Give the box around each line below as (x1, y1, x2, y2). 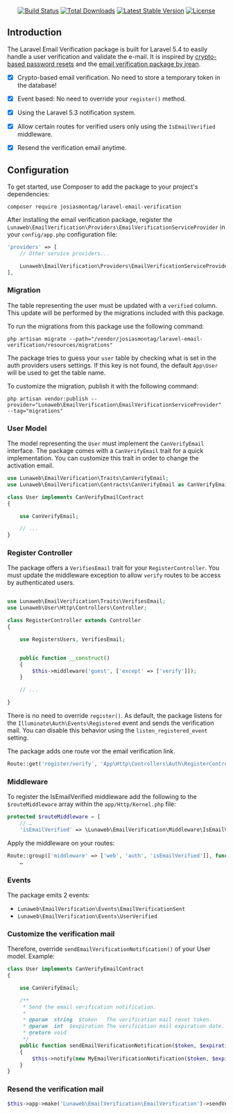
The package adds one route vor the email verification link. (7, 747, 175, 755)
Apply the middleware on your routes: (7, 839, 115, 847)
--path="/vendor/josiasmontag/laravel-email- (69, 335, 203, 343)
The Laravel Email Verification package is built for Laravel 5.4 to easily (7, 45, 208, 53)
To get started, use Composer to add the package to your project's (7, 182, 198, 191)
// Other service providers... (19, 250, 110, 257)
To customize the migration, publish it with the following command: (7, 382, 199, 390)
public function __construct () (19, 654, 110, 662)
